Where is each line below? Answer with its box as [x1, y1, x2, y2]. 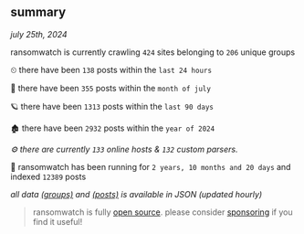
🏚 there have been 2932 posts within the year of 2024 [10, 122, 215, 133]
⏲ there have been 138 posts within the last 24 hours [10, 64, 213, 75]
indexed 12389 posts [10, 171, 87, 182]
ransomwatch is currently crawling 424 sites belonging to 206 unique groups [10, 47, 296, 58]
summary [10, 5, 67, 20]
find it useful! [32, 216, 83, 227]
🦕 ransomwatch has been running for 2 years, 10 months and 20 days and [10, 161, 291, 172]
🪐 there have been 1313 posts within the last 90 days [10, 101, 214, 112]
